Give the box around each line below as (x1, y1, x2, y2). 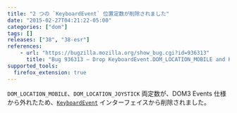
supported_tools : (7, 62, 59, 69)
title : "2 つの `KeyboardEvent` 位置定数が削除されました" (7, 10, 169, 18)
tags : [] (7, 29, 33, 37)
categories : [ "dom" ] (7, 23, 68, 30)
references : (7, 43, 42, 50)
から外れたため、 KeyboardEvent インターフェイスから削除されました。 (7, 98, 210, 106)
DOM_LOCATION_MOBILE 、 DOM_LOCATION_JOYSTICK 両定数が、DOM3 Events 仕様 (7, 89, 227, 98)
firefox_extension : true (13, 69, 87, 76)
